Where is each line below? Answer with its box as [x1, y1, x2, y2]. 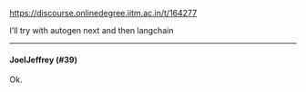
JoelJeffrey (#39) [9, 54, 77, 65]
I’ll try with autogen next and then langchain [9, 25, 174, 35]
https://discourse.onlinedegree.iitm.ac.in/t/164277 [9, 8, 198, 18]
